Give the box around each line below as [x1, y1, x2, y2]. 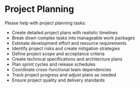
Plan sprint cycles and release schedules [11, 61, 96, 67]
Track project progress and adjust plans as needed [11, 72, 116, 78]
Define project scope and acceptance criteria [11, 51, 105, 57]
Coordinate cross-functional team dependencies [11, 66, 112, 73]
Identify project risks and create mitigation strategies [11, 45, 120, 51]
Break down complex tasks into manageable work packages [11, 35, 135, 41]
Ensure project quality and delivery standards [11, 77, 105, 83]
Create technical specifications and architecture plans [11, 56, 123, 62]
